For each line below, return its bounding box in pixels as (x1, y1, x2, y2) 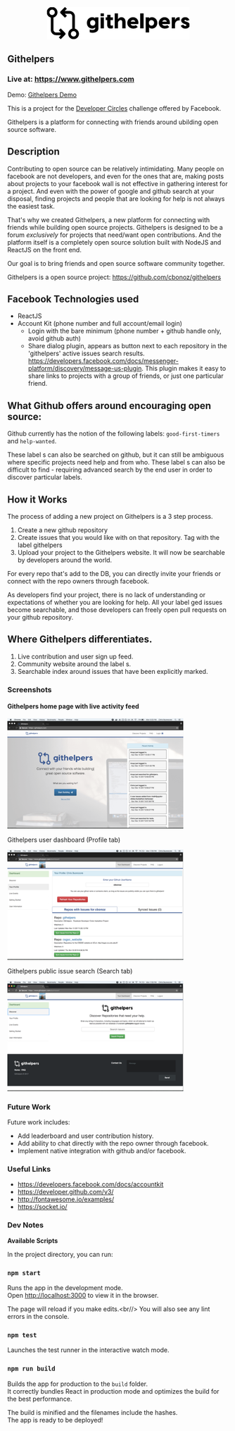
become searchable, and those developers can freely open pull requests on (7, 606, 227, 614)
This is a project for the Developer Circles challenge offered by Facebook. (7, 104, 222, 112)
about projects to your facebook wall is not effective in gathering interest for (7, 179, 228, 188)
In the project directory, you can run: (7, 1250, 113, 1258)
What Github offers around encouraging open (7, 400, 212, 412)
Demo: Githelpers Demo (7, 90, 77, 99)
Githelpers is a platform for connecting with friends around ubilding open (7, 118, 219, 126)
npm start (7, 1269, 41, 1277)
